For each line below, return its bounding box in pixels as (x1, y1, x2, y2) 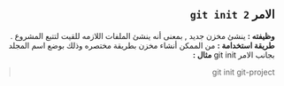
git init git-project (211, 66, 275, 77)
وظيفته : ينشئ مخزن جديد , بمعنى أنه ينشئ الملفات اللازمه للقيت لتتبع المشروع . (10, 30, 275, 41)
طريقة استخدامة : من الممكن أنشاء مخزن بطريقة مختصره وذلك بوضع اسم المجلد (8, 40, 275, 51)
